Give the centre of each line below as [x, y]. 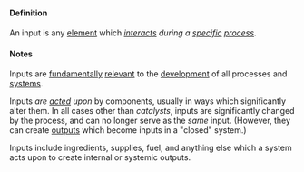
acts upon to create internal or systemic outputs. [100, 157]
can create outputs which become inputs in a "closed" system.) [128, 130]
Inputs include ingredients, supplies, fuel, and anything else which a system [151, 148]
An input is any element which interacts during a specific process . [133, 33]
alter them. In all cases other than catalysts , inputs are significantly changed [152, 111]
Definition [29, 13]
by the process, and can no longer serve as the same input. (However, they [150, 121]
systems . [26, 84]
